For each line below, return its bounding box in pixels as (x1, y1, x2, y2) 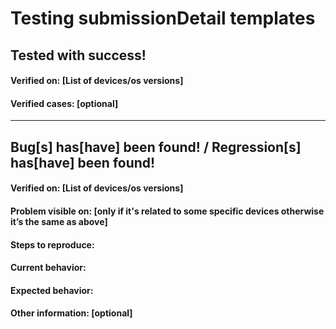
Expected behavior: (10, 284, 94, 296)
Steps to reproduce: (10, 238, 95, 251)
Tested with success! (10, 47, 147, 64)
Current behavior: (10, 262, 87, 274)
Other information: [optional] (10, 307, 133, 319)
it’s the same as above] (10, 215, 108, 227)
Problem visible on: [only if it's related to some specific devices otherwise (10, 205, 325, 217)
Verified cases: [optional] (10, 97, 119, 109)
